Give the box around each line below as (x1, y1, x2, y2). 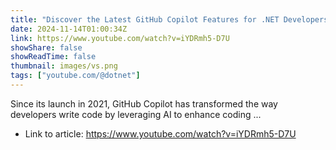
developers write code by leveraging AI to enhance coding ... (10, 108, 262, 120)
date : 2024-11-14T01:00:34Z (10, 24, 128, 34)
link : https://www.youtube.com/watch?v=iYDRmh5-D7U (10, 33, 230, 43)
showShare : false (10, 42, 83, 53)
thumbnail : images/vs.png (10, 61, 118, 71)
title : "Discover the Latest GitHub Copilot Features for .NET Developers (10, 14, 329, 25)
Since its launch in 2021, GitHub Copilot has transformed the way (10, 97, 278, 110)
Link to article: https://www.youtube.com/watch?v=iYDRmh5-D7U (24, 127, 297, 140)
